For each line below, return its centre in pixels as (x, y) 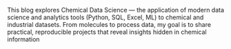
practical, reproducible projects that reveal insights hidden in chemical (107, 32)
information (23, 39)
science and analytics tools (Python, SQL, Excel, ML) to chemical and (106, 17)
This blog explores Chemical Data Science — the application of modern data (116, 10)
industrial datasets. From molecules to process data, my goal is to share (109, 24)
